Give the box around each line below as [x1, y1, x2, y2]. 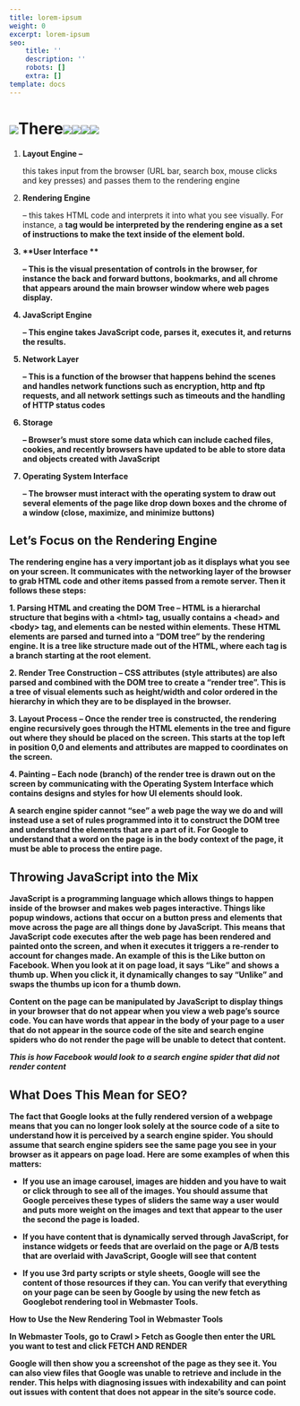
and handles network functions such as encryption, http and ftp [21, 380, 266, 391]
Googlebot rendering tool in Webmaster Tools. [21, 1297, 199, 1307]
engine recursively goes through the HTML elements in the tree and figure [9, 723, 291, 734]
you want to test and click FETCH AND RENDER [9, 1341, 188, 1351]
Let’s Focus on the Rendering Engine [9, 532, 218, 548]
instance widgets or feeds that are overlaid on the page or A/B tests [21, 1241, 279, 1251]
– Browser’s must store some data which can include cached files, [21, 434, 273, 444]
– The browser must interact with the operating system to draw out [21, 487, 276, 498]
